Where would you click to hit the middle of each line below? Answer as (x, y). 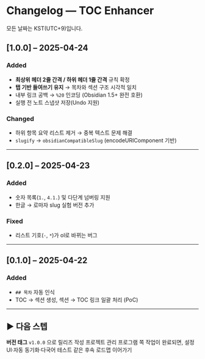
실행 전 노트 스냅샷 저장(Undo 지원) (57, 102)
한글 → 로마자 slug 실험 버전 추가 (55, 205)
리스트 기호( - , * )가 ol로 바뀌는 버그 (56, 235)
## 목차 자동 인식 (35, 292)
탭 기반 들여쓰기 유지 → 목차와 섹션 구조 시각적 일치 (76, 87)
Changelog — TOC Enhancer (80, 11)
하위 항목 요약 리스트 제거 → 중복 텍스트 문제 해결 (74, 133)
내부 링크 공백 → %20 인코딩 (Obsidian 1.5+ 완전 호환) (79, 95)
